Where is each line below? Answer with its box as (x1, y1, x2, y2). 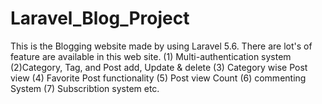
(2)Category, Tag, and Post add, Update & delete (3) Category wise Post (10, 61, 308, 73)
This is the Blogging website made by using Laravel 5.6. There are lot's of (10, 40, 313, 52)
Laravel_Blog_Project (10, 7, 190, 30)
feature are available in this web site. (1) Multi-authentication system (10, 50, 292, 62)
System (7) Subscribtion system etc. (10, 82, 160, 94)
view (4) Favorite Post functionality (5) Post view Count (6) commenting (10, 72, 307, 84)
